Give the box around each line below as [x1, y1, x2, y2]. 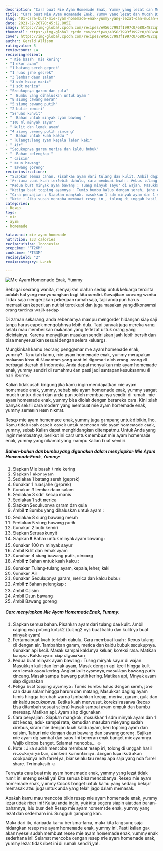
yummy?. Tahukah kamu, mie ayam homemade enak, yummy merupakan [5, 351, 151, 357]
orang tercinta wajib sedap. [5, 307, 60, 313]
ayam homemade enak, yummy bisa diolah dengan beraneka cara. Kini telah [5, 397, 158, 403]
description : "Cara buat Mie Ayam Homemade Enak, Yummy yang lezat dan [5, 7, 153, 12]
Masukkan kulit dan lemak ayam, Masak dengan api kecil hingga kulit [12, 663, 150, 669]
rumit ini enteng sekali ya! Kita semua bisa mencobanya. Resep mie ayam [5, 775, 152, 781]
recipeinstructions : [5, 169, 47, 175]
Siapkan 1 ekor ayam [12, 471, 54, 477]
